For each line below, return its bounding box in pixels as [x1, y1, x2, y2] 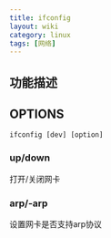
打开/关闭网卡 [9, 173, 61, 184]
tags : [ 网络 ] [9, 38, 56, 48]
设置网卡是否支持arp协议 [9, 219, 102, 230]
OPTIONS [9, 107, 65, 122]
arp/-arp [9, 197, 48, 210]
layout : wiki [9, 22, 59, 31]
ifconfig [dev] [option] [9, 130, 104, 140]
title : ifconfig [9, 13, 71, 23]
